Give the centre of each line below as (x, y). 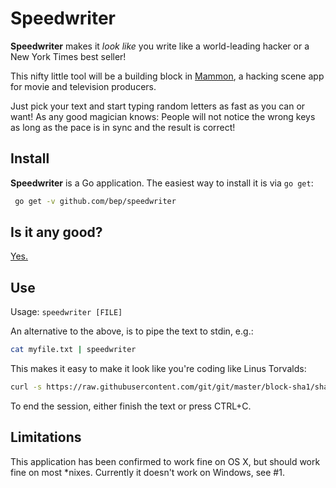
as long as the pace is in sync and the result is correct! (123, 127)
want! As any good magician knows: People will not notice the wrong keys (163, 116)
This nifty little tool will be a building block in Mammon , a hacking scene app (167, 76)
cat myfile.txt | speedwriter (73, 350)
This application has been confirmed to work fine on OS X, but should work (165, 461)
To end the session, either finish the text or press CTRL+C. (131, 406)
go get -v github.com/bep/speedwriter (95, 201)
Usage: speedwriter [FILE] (66, 312)
